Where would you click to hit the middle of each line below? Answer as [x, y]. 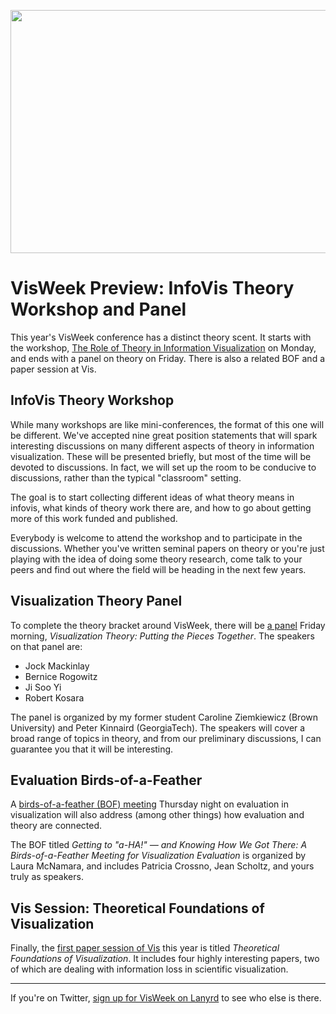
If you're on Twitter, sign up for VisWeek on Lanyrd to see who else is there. [166, 998]
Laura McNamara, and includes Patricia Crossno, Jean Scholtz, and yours [162, 866]
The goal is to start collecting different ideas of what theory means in [152, 497]
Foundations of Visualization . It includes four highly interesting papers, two [165, 959]
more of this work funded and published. [94, 518]
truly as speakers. [47, 877]
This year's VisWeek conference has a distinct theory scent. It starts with [161, 337]
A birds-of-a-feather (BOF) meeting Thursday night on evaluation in [149, 804]
